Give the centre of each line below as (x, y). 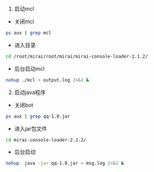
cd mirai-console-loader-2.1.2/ (46, 140)
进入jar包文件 (31, 128)
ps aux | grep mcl (28, 33)
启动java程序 (30, 92)
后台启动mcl (29, 68)
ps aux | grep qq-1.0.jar (38, 116)
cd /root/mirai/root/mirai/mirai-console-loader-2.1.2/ (77, 56)
